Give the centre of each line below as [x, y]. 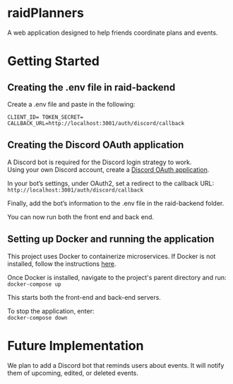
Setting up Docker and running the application [111, 239]
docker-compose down [38, 318]
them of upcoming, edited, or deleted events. [73, 373]
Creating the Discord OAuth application [96, 145]
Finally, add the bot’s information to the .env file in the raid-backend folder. [116, 203]
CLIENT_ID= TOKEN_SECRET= [45, 117]
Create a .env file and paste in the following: [71, 104]
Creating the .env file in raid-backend [91, 87]
